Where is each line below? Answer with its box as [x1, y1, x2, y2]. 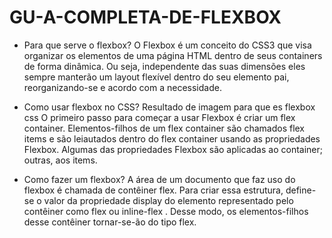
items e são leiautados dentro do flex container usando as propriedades [23, 132, 321, 145]
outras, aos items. [23, 154, 98, 166]
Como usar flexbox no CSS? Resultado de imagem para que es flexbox [23, 101, 316, 113]
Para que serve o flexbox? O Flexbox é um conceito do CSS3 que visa [23, 39, 312, 51]
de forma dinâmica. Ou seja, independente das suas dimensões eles [23, 60, 306, 72]
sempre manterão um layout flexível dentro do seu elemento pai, [23, 71, 290, 83]
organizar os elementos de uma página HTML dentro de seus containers [23, 49, 323, 61]
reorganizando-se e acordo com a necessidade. [23, 81, 222, 93]
